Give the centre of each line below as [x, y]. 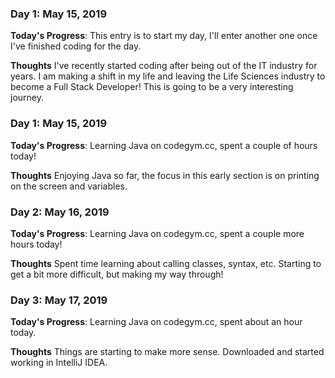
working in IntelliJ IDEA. [59, 363]
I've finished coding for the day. [76, 46]
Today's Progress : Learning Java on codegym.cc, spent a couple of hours [164, 145]
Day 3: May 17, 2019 [59, 300]
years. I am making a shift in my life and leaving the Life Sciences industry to [168, 76]
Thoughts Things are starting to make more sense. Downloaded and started [167, 352]
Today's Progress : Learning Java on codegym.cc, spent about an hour [156, 322]
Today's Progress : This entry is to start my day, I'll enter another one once [164, 36]
